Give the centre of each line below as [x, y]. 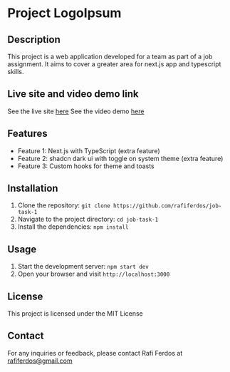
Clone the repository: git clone [64, 205]
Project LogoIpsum [64, 13]
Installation [33, 188]
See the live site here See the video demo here [76, 111]
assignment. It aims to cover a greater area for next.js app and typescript [114, 64]
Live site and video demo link [73, 94]
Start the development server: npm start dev [83, 267]
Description [34, 40]
